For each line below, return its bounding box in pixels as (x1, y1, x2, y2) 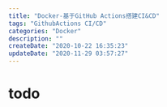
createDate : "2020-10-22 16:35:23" (8, 42, 129, 50)
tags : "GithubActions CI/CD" (8, 19, 107, 28)
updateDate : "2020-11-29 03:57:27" (8, 49, 129, 58)
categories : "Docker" (8, 27, 82, 35)
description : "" (8, 34, 63, 43)
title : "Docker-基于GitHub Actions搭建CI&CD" (8, 11, 161, 20)
